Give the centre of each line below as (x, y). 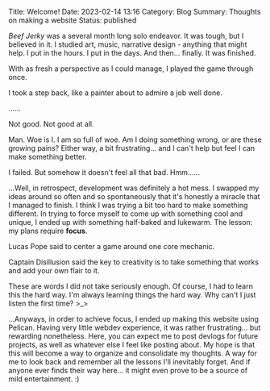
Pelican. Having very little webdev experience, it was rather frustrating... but (135, 327)
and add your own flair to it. (54, 270)
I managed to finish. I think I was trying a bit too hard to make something (128, 205)
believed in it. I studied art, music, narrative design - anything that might (128, 44)
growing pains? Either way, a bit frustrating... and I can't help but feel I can (132, 148)
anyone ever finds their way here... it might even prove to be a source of (128, 370)
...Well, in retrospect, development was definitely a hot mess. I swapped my (134, 188)
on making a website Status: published (73, 20)
